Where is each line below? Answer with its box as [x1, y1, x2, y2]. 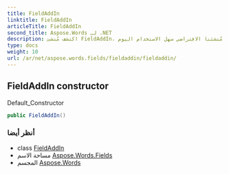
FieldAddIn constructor [7, 80, 109, 92]
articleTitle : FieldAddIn [7, 23, 81, 30]
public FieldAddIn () [7, 111, 67, 119]
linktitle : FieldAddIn [7, 17, 72, 23]
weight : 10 [7, 49, 39, 56]
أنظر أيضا [7, 128, 35, 138]
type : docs [7, 42, 39, 49]
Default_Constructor [7, 98, 64, 107]
